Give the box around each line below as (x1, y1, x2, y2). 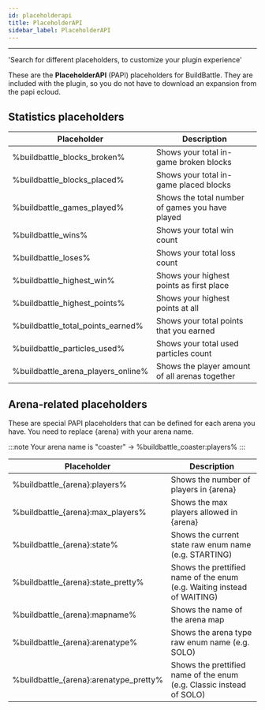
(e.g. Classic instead (170, 679, 247, 690)
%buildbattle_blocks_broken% (12, 151, 125, 163)
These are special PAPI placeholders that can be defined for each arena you (8, 419, 256, 428)
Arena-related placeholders (8, 398, 147, 411)
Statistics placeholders (8, 110, 125, 123)
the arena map (170, 615, 225, 625)
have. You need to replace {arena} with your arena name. (8, 427, 194, 436)
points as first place (156, 280, 230, 291)
